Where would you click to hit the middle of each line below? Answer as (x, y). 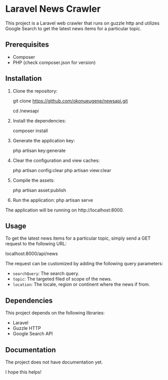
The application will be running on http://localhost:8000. (65, 210)
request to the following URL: (36, 244)
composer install (30, 131)
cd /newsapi (26, 111)
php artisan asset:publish (39, 190)
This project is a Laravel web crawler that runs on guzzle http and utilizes (82, 23)
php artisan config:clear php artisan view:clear (62, 170)
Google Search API (33, 334)
